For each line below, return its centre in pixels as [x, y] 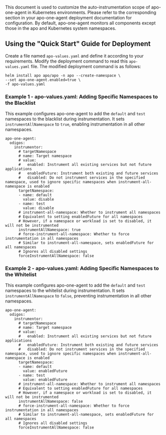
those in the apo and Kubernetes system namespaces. [61, 28]
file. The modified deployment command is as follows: [86, 66]
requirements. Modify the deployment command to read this [66, 61]
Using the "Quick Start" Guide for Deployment [78, 44]
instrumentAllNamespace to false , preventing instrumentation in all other [79, 296]
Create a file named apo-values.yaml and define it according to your [74, 56]
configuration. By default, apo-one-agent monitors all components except [81, 23]
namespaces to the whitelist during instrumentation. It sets [65, 290]
